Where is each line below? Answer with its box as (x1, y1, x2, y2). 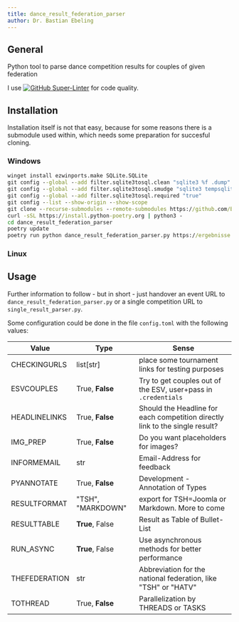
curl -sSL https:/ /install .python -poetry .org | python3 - (7, 212, 183, 219)
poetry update (7, 225, 50, 232)
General (7, 43, 44, 56)
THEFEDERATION (11, 573, 70, 583)
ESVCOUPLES (11, 383, 58, 393)
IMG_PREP (11, 437, 46, 447)
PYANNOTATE (11, 478, 58, 488)
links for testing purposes (138, 364, 224, 374)
